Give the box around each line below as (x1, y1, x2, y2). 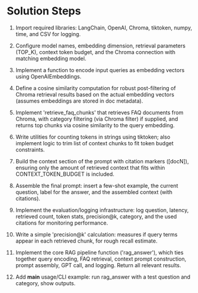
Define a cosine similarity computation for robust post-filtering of (15, 84, 176, 91)
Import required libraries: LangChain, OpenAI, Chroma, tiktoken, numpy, (15, 24, 193, 31)
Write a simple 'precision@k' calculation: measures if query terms (15, 231, 178, 238)
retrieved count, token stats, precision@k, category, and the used (15, 213, 177, 220)
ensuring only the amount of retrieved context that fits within (15, 164, 165, 171)
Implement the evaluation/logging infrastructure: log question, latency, (15, 206, 189, 214)
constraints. (15, 146, 45, 153)
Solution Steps (7, 4, 81, 18)
